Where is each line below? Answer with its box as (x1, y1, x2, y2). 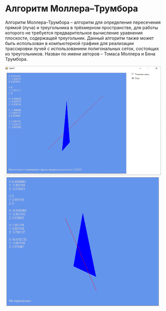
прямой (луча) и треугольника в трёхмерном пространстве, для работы (5, 24, 158, 30)
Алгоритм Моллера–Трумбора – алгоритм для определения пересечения (5, 19, 161, 25)
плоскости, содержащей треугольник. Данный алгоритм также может (5, 35, 154, 41)
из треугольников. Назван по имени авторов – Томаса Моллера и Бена (5, 50, 156, 57)
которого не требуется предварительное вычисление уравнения (5, 30, 143, 36)
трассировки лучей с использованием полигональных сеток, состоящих (5, 45, 159, 51)
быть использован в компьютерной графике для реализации (5, 40, 134, 46)
